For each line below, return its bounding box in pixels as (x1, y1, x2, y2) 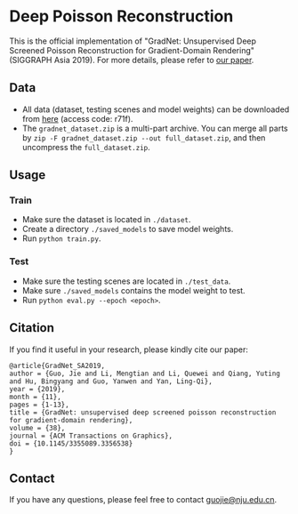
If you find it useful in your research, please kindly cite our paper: (9, 344, 249, 355)
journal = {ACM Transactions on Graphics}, (9, 431, 173, 440)
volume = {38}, (9, 423, 66, 432)
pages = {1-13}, (9, 400, 69, 409)
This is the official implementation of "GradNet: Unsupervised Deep (9, 36, 256, 46)
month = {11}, (9, 392, 62, 401)
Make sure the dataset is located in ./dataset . (21, 214, 191, 225)
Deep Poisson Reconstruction (9, 6, 234, 27)
